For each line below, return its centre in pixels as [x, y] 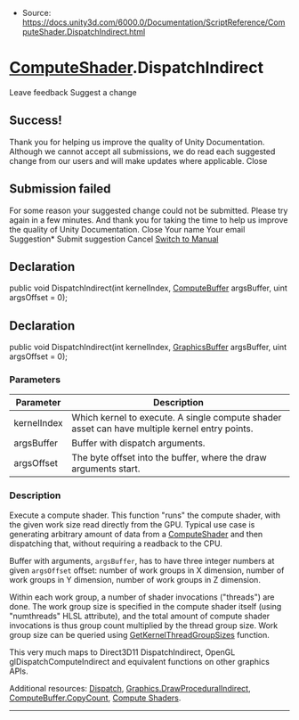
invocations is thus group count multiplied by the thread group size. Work [144, 625]
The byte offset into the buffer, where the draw [169, 458]
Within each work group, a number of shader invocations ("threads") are [142, 597]
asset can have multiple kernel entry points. [162, 429]
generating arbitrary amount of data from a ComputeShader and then [136, 534]
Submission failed [60, 189]
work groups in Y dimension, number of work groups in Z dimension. [135, 579]
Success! [36, 121]
